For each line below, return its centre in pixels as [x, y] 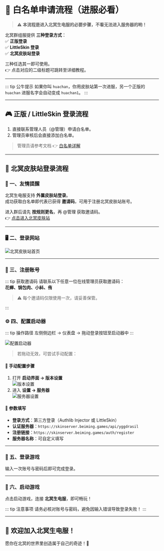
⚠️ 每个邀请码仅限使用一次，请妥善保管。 [58, 298]
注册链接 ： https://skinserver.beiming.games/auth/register [73, 432]
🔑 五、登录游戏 [22, 457]
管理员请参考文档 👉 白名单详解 [49, 146]
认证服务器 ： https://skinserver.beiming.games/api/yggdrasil [75, 426]
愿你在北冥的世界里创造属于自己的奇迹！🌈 [47, 543]
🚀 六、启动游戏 [22, 487]
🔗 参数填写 [16, 408]
